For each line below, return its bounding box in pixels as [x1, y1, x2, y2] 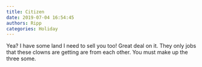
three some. [6, 55, 36, 62]
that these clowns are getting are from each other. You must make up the [6, 49, 189, 56]
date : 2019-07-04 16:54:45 [6, 14, 74, 21]
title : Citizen [6, 8, 45, 15]
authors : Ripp [6, 20, 42, 26]
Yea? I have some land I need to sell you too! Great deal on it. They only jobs [6, 42, 197, 49]
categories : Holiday [6, 25, 59, 32]
